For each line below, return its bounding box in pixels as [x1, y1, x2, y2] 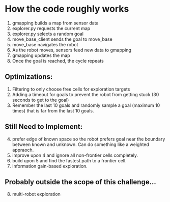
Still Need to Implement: [5, 123, 83, 131]
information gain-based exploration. [12, 163, 88, 169]
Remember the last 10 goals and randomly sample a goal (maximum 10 [12, 102, 160, 108]
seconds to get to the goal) [12, 97, 69, 103]
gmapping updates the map [12, 52, 70, 59]
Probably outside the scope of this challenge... [5, 178, 156, 186]
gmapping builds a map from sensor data [12, 20, 99, 26]
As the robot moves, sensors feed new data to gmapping [12, 47, 132, 53]
